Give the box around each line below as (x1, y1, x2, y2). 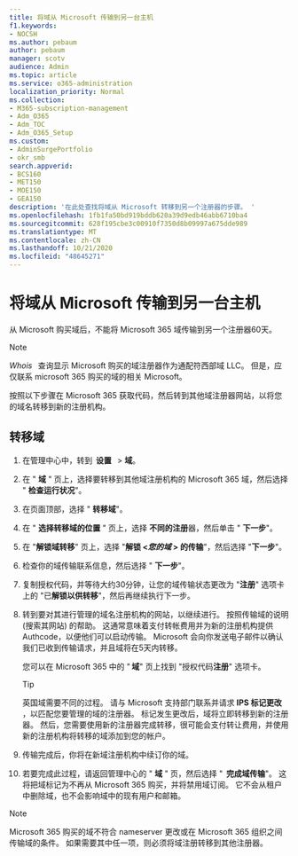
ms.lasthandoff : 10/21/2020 (9, 244, 114, 253)
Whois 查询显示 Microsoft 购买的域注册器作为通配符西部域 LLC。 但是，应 (9, 360, 282, 371)
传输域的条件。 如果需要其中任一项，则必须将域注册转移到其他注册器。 (9, 837, 268, 848)
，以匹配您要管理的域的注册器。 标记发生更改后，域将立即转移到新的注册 (21, 708, 289, 719)
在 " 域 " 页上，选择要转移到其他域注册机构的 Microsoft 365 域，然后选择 (21, 474, 288, 484)
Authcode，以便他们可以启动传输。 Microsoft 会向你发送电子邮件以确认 (21, 631, 284, 641)
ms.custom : (9, 137, 50, 145)
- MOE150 (9, 186, 42, 195)
